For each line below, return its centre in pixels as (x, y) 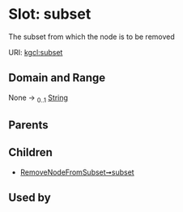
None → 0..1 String (38, 98)
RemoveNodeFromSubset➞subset (77, 172)
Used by (30, 198)
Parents (28, 125)
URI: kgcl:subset (36, 52)
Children (30, 152)
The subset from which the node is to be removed (92, 37)
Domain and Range (57, 78)
